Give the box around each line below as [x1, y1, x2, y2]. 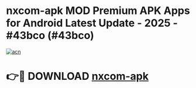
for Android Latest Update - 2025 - [6, 16, 178, 30]
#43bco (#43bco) [6, 29, 95, 42]
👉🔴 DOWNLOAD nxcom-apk [6, 70, 149, 83]
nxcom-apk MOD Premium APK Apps [6, 4, 190, 17]
